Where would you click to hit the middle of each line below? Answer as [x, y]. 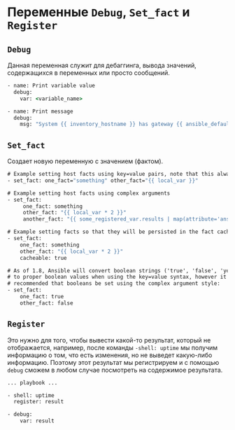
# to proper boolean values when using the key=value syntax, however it [117, 277]
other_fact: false [47, 303]
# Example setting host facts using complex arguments [89, 193]
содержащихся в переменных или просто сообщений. [88, 73]
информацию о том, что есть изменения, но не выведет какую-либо [110, 355]
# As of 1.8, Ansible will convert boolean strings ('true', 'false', [112, 270]
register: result [39, 402]
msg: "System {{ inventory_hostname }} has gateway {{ [101, 124]
